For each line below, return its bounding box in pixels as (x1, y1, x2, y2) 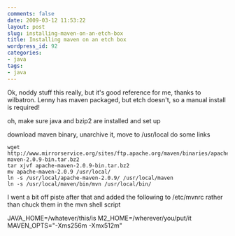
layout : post (7, 23, 45, 30)
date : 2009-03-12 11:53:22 (7, 17, 86, 24)
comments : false (7, 10, 55, 18)
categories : (7, 50, 42, 57)
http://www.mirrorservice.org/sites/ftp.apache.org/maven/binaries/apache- (7, 150, 233, 157)
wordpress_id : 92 (7, 43, 58, 50)
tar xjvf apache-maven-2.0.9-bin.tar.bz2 (7, 162, 130, 169)
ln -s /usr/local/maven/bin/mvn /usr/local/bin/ (7, 180, 152, 188)
